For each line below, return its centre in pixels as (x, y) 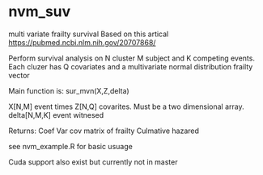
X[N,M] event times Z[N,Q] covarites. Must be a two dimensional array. (126, 106)
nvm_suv (40, 12)
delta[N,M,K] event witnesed (56, 115)
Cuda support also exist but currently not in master (93, 162)
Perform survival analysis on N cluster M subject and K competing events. (131, 58)
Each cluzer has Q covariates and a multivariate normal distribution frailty (131, 66)
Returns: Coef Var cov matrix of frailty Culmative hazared (104, 131)
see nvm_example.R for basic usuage (71, 146)
